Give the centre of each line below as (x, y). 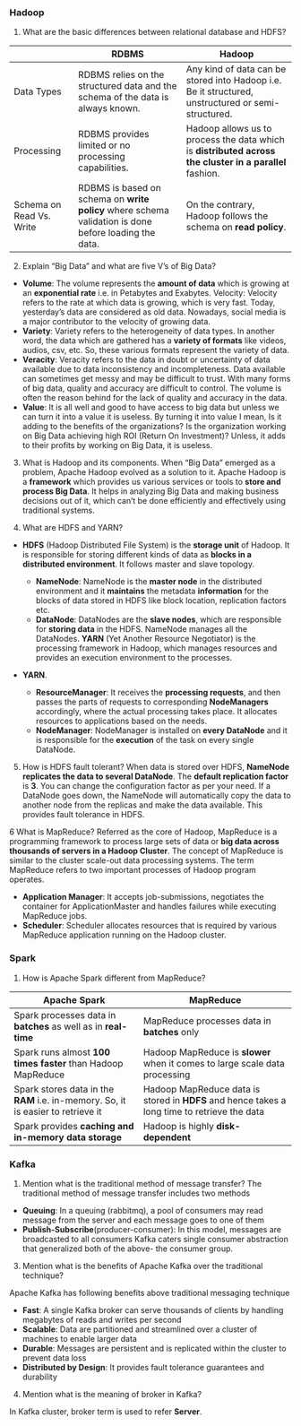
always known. (109, 108)
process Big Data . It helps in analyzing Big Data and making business (150, 491)
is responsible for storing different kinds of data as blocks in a (137, 555)
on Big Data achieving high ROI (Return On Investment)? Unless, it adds (154, 436)
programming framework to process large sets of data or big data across (144, 842)
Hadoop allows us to (229, 129)
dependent (167, 1137)
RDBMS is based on (119, 188)
